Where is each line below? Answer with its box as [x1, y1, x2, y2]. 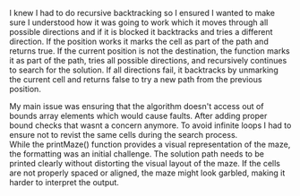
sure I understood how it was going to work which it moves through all [9, 17, 269, 28]
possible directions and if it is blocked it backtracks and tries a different [9, 27, 273, 37]
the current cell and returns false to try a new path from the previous [9, 74, 262, 84]
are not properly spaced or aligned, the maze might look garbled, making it [9, 167, 286, 178]
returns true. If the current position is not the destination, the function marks [9, 46, 290, 56]
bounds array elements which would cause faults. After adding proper [9, 111, 268, 121]
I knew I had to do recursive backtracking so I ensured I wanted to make [9, 8, 276, 18]
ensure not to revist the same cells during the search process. [9, 130, 238, 140]
